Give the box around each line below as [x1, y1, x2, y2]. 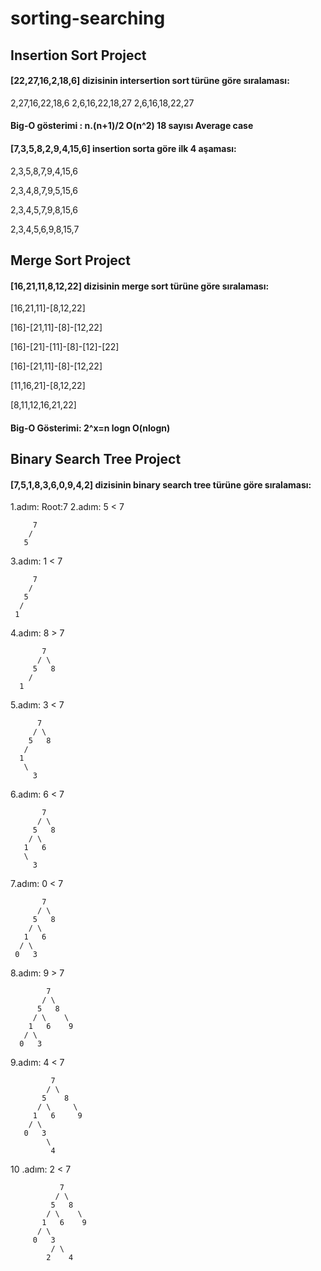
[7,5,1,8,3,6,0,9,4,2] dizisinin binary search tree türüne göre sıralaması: [10, 478, 312, 491]
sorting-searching [10, 7, 166, 30]
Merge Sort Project [10, 252, 131, 269]
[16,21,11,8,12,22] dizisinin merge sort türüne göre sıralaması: [10, 280, 270, 292]
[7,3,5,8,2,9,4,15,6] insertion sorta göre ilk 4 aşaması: [10, 142, 237, 154]
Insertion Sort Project [10, 47, 147, 64]
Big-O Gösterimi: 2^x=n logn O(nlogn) [10, 422, 171, 434]
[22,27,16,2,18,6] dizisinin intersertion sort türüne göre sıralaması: [10, 75, 290, 87]
